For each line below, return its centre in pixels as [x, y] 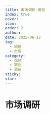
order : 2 [14, 28]
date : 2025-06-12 [23, 38]
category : [15, 56]
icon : [11, 24]
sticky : [13, 74]
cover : [12, 19]
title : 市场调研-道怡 [25, 10]
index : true [17, 14]
